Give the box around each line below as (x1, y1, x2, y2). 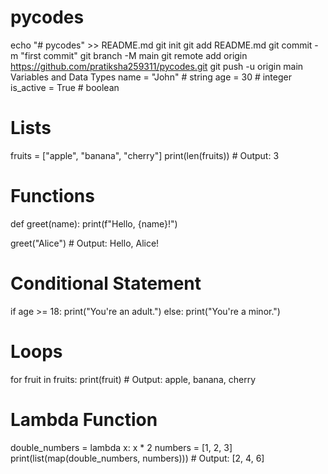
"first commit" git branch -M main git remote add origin (20, 49, 248, 61)
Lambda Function (10, 408, 158, 431)
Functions (10, 185, 95, 208)
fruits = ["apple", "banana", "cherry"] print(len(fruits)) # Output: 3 (10, 149, 280, 161)
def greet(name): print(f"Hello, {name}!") (10, 217, 178, 230)
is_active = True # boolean (10, 81, 120, 93)
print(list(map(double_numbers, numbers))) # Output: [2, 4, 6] (10, 452, 265, 464)
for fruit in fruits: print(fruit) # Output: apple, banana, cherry (10, 373, 256, 385)
